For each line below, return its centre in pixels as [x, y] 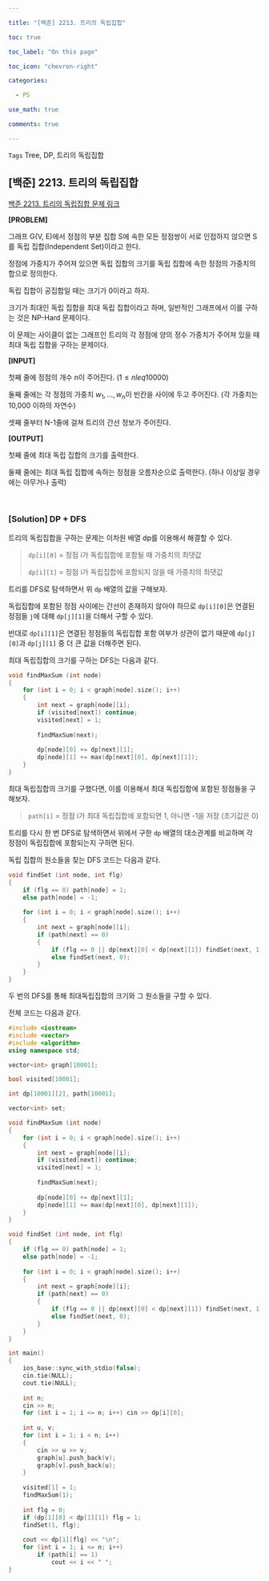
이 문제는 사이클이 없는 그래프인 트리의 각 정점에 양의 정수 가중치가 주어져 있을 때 [134, 335]
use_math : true [34, 110]
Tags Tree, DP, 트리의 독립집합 [56, 155]
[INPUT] [22, 360]
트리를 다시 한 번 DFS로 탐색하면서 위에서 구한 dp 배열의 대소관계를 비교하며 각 [131, 832]
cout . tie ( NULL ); [50, 1383]
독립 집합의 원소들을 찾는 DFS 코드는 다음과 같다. [84, 860]
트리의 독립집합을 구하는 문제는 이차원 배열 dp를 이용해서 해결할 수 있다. [120, 538]
